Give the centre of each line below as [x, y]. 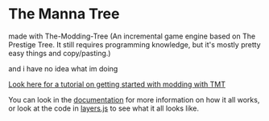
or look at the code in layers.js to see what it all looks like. [104, 108]
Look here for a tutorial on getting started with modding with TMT [117, 84]
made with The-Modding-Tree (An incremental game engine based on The [132, 36]
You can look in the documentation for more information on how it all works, [134, 99]
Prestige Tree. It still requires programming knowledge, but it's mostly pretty [134, 44]
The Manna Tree [64, 14]
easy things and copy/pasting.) [60, 53]
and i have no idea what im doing [63, 68]
